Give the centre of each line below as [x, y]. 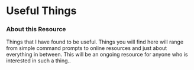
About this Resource [36, 29]
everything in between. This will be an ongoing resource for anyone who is [97, 55]
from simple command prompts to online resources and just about [87, 48]
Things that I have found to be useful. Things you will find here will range [95, 42]
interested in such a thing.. [38, 61]
